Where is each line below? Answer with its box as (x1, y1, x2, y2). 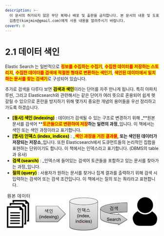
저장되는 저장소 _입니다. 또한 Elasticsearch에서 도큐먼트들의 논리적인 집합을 (12, 139, 156, 145)
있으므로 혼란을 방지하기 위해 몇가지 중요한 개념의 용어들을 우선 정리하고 (19, 98, 156, 105)
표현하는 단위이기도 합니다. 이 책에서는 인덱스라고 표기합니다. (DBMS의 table (12, 146, 159, 151)
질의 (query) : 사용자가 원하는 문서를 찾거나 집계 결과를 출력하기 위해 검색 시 (12, 170, 158, 176)
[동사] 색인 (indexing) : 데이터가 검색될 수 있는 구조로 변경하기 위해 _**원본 (12, 115, 155, 121)
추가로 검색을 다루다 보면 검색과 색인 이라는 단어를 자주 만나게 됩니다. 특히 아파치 (5, 86, 157, 92)
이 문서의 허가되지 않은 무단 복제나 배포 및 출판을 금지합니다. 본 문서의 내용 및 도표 (9, 13, 160, 18)
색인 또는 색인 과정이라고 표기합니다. (12, 127, 82, 133)
